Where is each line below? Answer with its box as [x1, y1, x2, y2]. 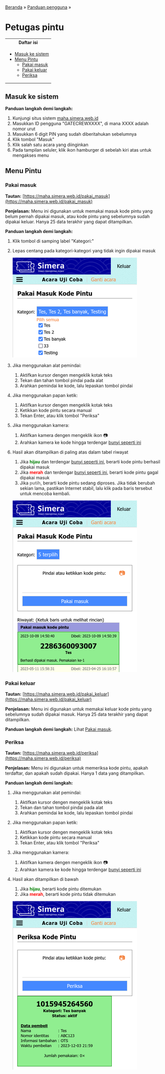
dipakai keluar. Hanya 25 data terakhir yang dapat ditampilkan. [5, 218, 133, 224]
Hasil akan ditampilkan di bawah [12, 876, 79, 882]
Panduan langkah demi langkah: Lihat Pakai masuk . [5, 726, 113, 732]
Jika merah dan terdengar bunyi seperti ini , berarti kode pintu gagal [19, 469, 159, 475]
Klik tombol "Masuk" [12, 137, 55, 142]
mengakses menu [12, 152, 49, 158]
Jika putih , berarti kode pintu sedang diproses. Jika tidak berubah [19, 480, 156, 486]
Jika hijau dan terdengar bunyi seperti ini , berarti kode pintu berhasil [19, 458, 161, 464]
